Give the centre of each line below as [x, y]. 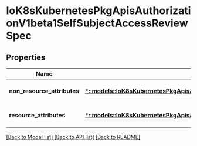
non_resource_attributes [44, 91]
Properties [26, 57]
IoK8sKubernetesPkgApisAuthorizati [98, 11]
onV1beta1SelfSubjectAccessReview [97, 23]
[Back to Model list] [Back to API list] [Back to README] [73, 137]
